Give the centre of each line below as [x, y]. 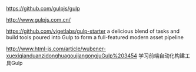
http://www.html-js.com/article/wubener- [56, 49]
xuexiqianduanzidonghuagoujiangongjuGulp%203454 [72, 56]
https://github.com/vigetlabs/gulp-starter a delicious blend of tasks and [93, 31]
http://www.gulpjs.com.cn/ [39, 20]
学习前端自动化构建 [162, 56]
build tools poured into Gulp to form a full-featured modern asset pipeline [95, 37]
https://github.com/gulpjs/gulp [43, 8]
